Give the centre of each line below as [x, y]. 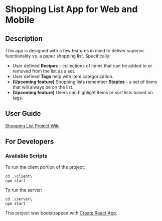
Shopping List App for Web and [71, 9]
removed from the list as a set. [44, 71]
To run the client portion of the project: [45, 167]
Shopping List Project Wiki [32, 126]
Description [24, 39]
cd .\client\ [19, 176]
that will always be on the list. [43, 87]
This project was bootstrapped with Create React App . [61, 213]
